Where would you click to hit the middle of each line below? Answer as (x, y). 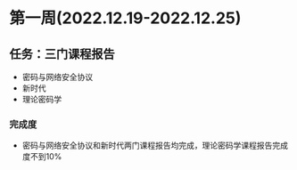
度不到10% (42, 157)
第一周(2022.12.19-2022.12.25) (125, 18)
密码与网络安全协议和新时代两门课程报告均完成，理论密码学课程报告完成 (155, 146)
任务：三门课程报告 (62, 54)
